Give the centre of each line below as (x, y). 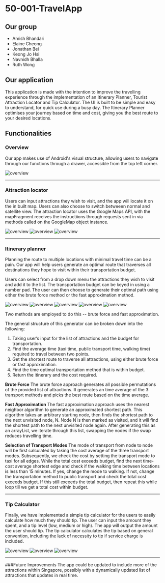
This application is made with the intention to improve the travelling (73, 92)
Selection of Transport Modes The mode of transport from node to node (79, 445)
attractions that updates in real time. (42, 575)
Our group (21, 27)
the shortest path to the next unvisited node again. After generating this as (80, 425)
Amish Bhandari (28, 38)
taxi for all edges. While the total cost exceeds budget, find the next (74, 461)
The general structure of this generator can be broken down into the (74, 324)
